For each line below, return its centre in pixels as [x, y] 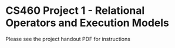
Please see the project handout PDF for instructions [68, 39]
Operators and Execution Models [87, 23]
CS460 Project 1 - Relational [75, 11]
